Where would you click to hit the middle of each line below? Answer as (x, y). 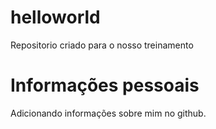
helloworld (55, 17)
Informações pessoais (105, 85)
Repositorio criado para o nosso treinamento (102, 45)
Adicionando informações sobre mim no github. (108, 113)
